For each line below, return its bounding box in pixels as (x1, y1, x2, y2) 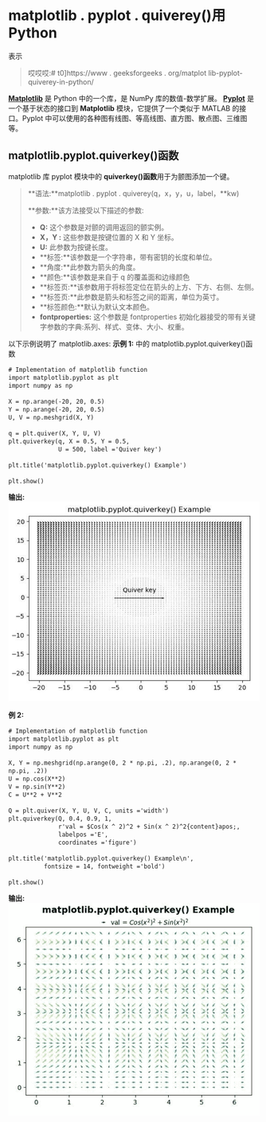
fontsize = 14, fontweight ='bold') (43, 862, 166, 870)
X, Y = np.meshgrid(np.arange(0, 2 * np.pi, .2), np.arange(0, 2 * (8, 759, 237, 767)
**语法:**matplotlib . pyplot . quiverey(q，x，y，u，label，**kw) (27, 188, 240, 198)
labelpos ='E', (58, 831, 109, 839)
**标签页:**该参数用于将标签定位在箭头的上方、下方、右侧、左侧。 (39, 282, 259, 291)
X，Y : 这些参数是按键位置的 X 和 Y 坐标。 (39, 232, 178, 242)
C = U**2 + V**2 (8, 791, 62, 799)
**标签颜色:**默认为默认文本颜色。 (39, 302, 154, 311)
